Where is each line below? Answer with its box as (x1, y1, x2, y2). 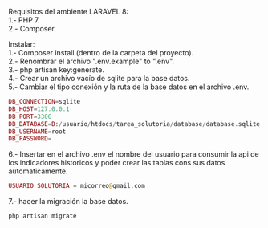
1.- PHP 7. (8, 15, 40, 25)
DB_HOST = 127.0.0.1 (8, 104, 70, 113)
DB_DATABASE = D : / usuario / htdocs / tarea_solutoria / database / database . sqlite (8, 120, 261, 128)
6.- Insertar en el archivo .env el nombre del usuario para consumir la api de (8, 149, 259, 159)
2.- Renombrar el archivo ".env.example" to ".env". (8, 56, 175, 66)
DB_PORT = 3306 (8, 112, 52, 120)
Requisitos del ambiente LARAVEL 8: (8, 7, 129, 16)
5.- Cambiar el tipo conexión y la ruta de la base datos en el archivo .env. (8, 82, 250, 92)
